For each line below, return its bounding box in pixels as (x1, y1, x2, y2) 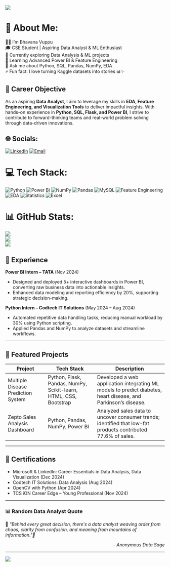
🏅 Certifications (5, 455, 56, 464)
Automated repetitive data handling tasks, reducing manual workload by (12, 314, 163, 321)
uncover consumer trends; (97, 414, 160, 421)
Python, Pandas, (48, 417, 87, 424)
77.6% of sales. (97, 433, 135, 440)
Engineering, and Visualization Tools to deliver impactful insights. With (5, 104, 155, 110)
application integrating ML (97, 380, 159, 387)
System (8, 396, 26, 403)
